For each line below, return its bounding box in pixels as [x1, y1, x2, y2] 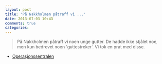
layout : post [5, 7, 32, 12]
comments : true [5, 21, 36, 26]
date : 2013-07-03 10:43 [5, 16, 54, 21]
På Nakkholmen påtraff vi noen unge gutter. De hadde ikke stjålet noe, [17, 39, 158, 44]
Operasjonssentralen [12, 53, 54, 59]
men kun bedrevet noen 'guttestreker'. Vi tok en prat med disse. [17, 44, 145, 50]
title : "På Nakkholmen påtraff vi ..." [5, 12, 86, 17]
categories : [5, 25, 29, 30]
